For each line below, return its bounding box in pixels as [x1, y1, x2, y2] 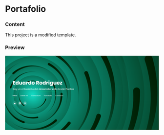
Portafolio [5, 3, 46, 15]
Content [5, 21, 25, 28]
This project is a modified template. [5, 32, 76, 38]
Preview [5, 44, 25, 51]
